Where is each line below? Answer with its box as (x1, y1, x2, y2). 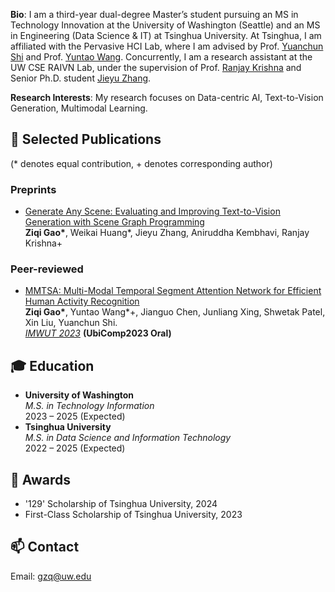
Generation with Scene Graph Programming (24, 216, 205, 228)
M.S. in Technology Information (24, 400, 155, 412)
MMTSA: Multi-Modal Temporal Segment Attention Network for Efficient (24, 285, 322, 297)
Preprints (10, 182, 57, 196)
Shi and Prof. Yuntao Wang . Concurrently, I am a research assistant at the (10, 51, 313, 63)
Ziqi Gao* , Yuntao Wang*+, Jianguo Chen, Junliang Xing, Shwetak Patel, (24, 306, 326, 318)
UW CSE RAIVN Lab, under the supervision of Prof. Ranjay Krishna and (10, 62, 302, 73)
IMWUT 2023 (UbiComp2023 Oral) (24, 327, 172, 339)
